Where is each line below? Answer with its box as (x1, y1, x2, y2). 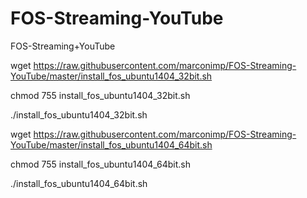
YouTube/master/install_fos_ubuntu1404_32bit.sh (10, 70, 213, 82)
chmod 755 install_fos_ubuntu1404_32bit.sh (10, 89, 191, 101)
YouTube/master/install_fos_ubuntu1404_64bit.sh (10, 138, 213, 151)
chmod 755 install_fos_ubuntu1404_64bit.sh (10, 158, 192, 170)
